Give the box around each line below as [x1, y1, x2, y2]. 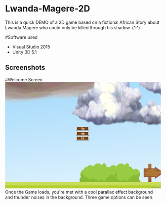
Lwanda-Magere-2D [5, 3, 90, 14]
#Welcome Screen [5, 76, 43, 82]
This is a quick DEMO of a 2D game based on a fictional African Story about [5, 19, 160, 25]
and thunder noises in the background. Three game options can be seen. [5, 194, 154, 200]
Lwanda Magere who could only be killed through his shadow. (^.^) [5, 24, 140, 30]
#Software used [5, 34, 38, 40]
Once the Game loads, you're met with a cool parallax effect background [5, 189, 153, 195]
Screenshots [5, 63, 45, 72]
